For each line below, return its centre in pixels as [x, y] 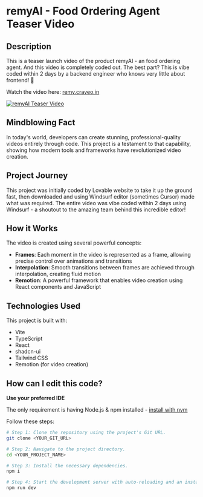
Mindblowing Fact [41, 123]
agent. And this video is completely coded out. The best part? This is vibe [98, 67]
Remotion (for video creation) [52, 364]
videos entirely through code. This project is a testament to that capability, [99, 143]
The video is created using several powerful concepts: [74, 243]
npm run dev [21, 488]
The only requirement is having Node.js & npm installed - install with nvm [97, 410]
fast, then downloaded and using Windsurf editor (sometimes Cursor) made [101, 196]
